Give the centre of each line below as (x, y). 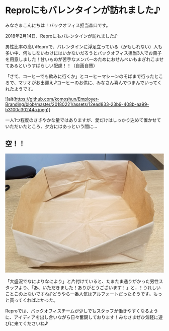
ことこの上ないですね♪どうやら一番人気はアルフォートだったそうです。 (79, 294)
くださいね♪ (35, 323)
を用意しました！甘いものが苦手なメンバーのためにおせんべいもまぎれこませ (84, 59)
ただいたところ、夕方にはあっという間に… (53, 126)
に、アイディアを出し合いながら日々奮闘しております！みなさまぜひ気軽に (82, 317)
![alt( (10, 99)
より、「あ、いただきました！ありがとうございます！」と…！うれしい (90, 287)
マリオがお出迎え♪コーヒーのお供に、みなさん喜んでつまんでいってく (90, 82)
